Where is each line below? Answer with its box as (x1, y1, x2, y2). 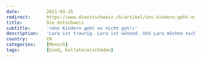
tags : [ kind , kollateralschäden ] (6, 47, 114, 53)
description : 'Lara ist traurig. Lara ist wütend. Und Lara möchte (6, 31, 184, 37)
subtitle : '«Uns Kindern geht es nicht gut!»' (6, 25, 138, 31)
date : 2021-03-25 (6, 8, 74, 15)
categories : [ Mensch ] (6, 42, 68, 48)
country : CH (6, 36, 52, 42)
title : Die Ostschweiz (6, 19, 84, 25)
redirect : (6, 14, 31, 20)
